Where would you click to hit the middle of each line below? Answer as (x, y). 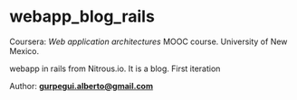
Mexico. (24, 50)
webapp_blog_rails (82, 17)
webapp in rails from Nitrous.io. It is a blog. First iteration (115, 68)
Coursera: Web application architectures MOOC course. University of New (148, 41)
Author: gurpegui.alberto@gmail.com (81, 86)
